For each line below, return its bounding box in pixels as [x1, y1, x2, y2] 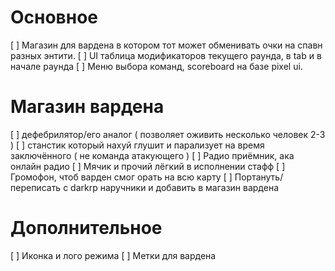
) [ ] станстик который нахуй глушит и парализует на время [10, 139, 265, 151]
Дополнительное [10, 217, 163, 240]
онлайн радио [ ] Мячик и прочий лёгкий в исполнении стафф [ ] [10, 160, 286, 172]
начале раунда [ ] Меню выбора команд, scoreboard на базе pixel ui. [10, 60, 303, 72]
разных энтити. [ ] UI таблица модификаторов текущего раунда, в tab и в [10, 49, 322, 61]
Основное [10, 6, 98, 29]
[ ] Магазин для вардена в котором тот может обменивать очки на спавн [10, 39, 323, 51]
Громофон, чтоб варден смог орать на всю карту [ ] [10, 171, 233, 183]
